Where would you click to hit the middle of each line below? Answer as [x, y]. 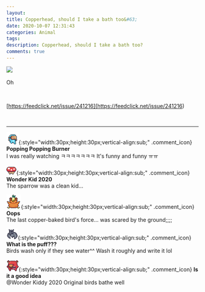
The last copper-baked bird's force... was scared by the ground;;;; [89, 219]
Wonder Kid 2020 [29, 179]
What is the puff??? [31, 244]
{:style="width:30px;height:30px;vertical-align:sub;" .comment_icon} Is [108, 269]
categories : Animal [31, 32]
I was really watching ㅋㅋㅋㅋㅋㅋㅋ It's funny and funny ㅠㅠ [82, 156]
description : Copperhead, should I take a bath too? [75, 45]
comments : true [26, 52]
